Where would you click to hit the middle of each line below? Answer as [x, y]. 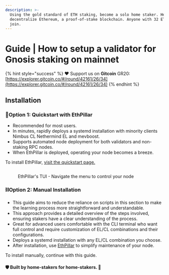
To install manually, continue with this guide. [51, 255]
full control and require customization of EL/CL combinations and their [85, 230]
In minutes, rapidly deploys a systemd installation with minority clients [85, 131]
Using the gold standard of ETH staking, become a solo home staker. [84, 15]
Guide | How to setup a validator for [81, 49]
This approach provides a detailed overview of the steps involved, [81, 213]
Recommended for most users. [45, 125]
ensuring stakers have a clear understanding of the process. [75, 219]
